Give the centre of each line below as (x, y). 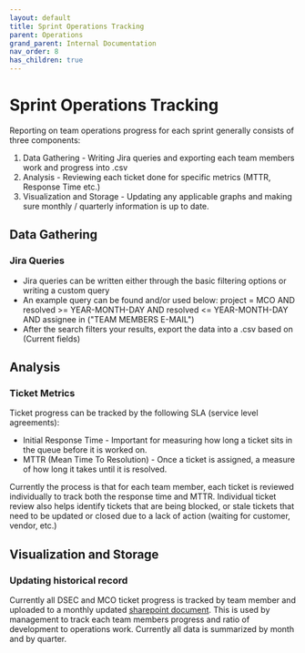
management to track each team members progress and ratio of (130, 619)
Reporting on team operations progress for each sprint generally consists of (152, 130)
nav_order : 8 (34, 52)
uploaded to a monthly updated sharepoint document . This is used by (140, 610)
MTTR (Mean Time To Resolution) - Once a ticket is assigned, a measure (159, 460)
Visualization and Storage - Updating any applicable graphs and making (158, 196)
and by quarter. (38, 639)
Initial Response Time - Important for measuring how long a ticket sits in (158, 440)
